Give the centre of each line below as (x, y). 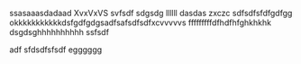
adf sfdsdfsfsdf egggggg (56, 50)
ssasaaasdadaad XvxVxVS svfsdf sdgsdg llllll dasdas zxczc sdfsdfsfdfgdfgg (151, 13)
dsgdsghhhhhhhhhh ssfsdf (59, 32)
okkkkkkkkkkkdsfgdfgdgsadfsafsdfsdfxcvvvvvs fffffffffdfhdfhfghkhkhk (141, 23)
